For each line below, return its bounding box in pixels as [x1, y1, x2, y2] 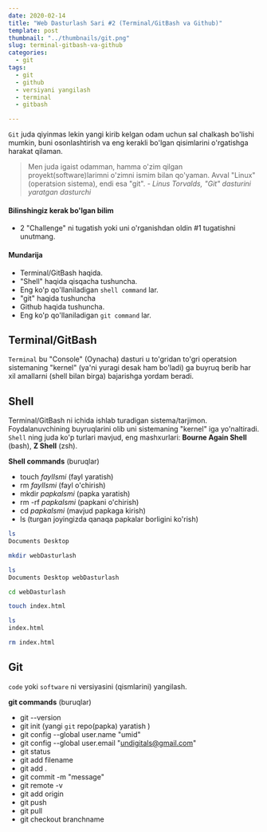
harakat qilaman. [8, 147, 63, 156]
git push [19, 797, 47, 806]
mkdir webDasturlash [8, 551, 77, 559]
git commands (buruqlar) [8, 697, 92, 707]
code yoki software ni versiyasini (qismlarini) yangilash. [8, 681, 187, 691]
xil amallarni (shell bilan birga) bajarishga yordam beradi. [8, 372, 194, 381]
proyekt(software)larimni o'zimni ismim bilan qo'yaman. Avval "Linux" [27, 171, 256, 180]
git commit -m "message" [19, 771, 105, 782]
